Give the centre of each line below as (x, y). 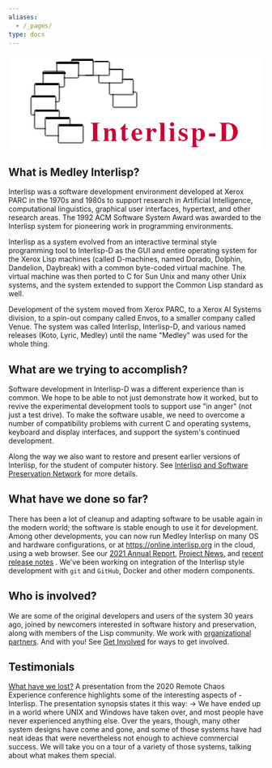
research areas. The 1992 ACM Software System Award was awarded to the (135, 218)
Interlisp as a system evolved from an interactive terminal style (113, 242)
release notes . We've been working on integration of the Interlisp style (126, 562)
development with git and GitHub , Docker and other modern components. (132, 570)
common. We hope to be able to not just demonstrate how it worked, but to (134, 397)
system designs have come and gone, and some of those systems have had (135, 730)
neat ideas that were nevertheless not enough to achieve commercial (123, 738)
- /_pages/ (34, 26)
